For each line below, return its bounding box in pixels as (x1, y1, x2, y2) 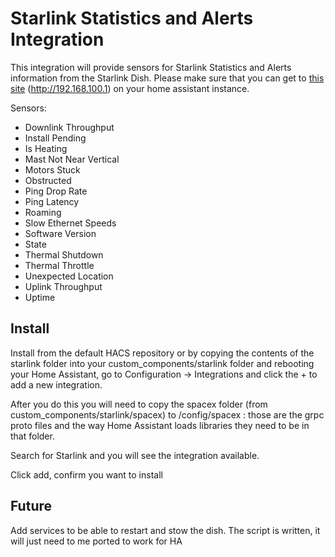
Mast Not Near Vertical (24, 153, 120, 165)
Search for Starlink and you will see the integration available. (10, 449, 260, 461)
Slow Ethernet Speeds (24, 217, 117, 229)
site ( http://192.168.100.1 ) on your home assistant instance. (10, 82, 250, 94)
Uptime (24, 291, 56, 303)
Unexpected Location (24, 270, 114, 282)
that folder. (10, 430, 55, 442)
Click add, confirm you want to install (10, 468, 163, 481)
